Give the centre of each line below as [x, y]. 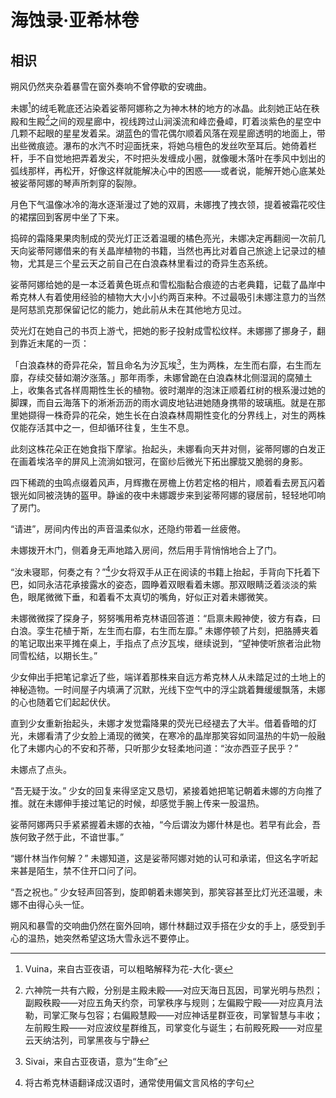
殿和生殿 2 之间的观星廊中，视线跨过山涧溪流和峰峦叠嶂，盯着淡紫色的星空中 [166, 120]
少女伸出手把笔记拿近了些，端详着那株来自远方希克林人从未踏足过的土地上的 [168, 677]
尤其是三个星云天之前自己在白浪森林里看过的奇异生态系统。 [150, 263]
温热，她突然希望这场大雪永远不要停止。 [111, 938]
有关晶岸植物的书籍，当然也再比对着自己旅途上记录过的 [202, 251]
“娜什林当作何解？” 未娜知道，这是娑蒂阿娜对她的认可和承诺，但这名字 [156, 858]
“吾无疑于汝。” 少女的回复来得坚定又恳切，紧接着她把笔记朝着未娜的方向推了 [166, 790]
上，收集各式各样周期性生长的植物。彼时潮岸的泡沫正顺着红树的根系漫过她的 [168, 390]
